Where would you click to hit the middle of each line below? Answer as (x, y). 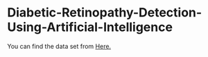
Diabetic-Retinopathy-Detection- (105, 13)
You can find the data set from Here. (59, 46)
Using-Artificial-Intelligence (90, 27)
